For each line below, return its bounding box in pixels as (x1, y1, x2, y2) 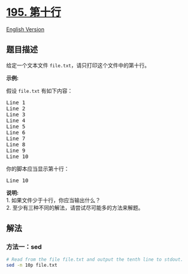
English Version (6, 25, 45, 33)
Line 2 (6, 105, 26, 112)
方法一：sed (6, 243, 42, 251)
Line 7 (6, 135, 26, 141)
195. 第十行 (6, 5, 62, 19)
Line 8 (6, 141, 26, 147)
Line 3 (6, 111, 26, 118)
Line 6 (6, 129, 26, 136)
